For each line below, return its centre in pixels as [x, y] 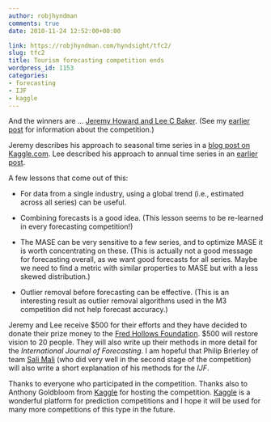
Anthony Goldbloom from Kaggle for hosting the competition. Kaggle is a [129, 392]
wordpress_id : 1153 [41, 68]
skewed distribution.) [55, 276]
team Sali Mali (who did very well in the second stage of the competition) [130, 360]
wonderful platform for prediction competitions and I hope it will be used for [135, 401]
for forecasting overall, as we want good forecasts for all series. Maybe [139, 260]
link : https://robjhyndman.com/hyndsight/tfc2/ [90, 45]
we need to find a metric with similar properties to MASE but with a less [139, 268]
